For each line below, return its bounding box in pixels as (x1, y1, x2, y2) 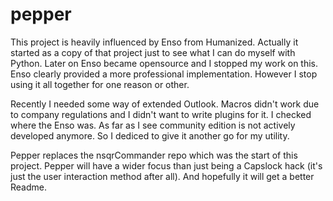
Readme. (10, 181, 47, 193)
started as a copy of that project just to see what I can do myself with (10, 46, 296, 58)
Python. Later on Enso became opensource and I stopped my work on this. (10, 57, 319, 69)
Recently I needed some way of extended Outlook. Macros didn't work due (10, 98, 320, 110)
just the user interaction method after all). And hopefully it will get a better (10, 170, 315, 182)
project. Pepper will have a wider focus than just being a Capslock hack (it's (10, 159, 323, 172)
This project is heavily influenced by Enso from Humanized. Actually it (10, 36, 299, 48)
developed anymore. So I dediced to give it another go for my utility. (10, 129, 290, 142)
